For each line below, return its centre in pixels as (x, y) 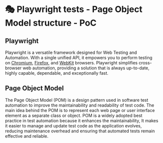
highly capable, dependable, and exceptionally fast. (57, 73)
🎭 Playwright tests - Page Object (74, 9)
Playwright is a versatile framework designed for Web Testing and (71, 52)
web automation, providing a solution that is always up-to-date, (86, 68)
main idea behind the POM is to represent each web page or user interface (80, 110)
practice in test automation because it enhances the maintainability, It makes (82, 120)
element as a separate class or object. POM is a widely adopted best (74, 115)
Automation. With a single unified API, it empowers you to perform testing (79, 58)
